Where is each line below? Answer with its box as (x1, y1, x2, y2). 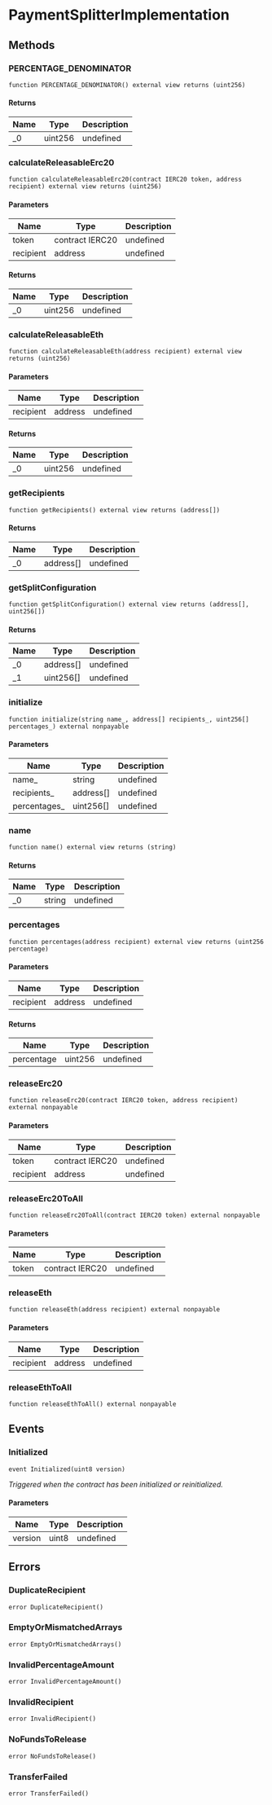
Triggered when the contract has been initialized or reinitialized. (8, 1479, 224, 1489)
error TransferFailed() (8, 1790, 90, 1798)
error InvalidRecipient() (8, 1715, 96, 1724)
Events (8, 1422, 45, 1436)
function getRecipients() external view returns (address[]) (8, 506, 221, 514)
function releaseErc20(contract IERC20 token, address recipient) (8, 1096, 239, 1105)
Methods (8, 38, 55, 52)
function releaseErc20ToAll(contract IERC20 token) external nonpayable (8, 1211, 261, 1219)
